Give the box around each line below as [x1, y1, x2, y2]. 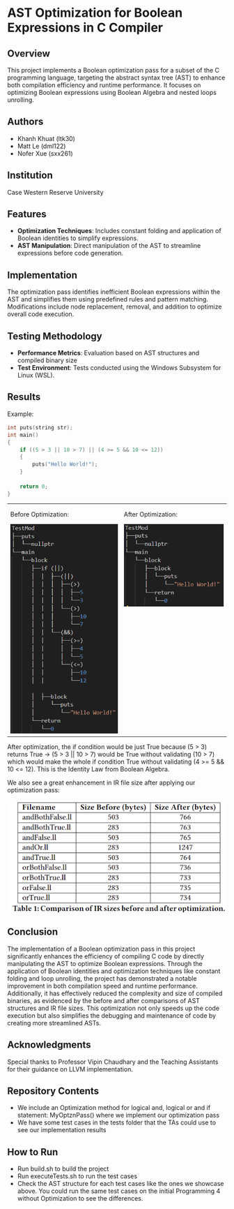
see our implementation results [17, 1126, 107, 1134]
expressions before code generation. [17, 249, 124, 258]
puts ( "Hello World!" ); [32, 461, 98, 468]
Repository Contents [7, 1085, 100, 1097]
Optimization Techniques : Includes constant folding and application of [17, 227, 221, 235]
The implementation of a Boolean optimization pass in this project [7, 944, 196, 953]
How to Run [7, 1146, 58, 1158]
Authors [7, 116, 44, 128]
